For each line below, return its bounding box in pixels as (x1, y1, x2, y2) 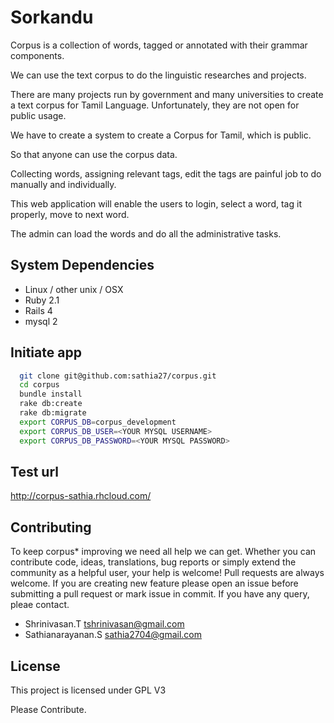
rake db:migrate (19, 408, 87, 418)
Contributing (10, 519, 92, 536)
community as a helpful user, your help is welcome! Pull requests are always (10, 567, 325, 579)
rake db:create (19, 399, 83, 409)
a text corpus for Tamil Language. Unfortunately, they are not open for (10, 99, 300, 111)
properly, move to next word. (10, 208, 130, 220)
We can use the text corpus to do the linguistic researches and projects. (10, 69, 307, 81)
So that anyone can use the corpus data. (10, 148, 178, 160)
